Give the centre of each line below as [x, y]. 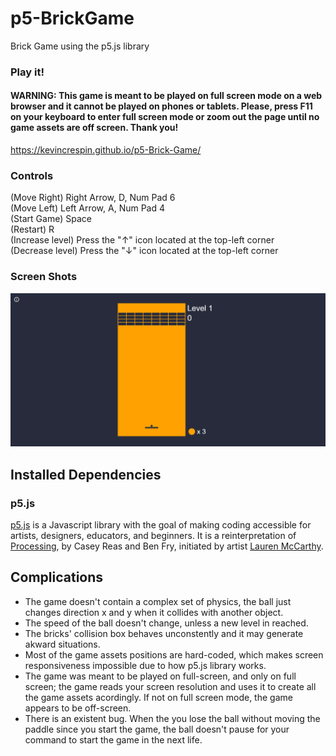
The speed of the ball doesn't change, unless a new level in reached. [166, 623]
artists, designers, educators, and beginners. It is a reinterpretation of [153, 535]
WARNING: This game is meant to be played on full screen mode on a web [166, 96]
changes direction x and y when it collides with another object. [154, 612]
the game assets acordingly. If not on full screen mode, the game [158, 697]
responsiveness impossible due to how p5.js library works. [145, 665]
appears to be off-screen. [78, 708]
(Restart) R [32, 229]
